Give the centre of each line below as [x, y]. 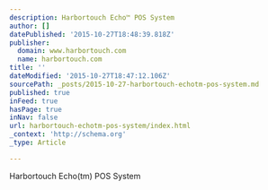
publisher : [30, 43]
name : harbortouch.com [60, 59]
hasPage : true [36, 109]
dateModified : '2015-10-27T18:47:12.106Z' [90, 76]
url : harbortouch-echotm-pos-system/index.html [100, 126]
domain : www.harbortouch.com [72, 51]
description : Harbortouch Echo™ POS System [92, 17]
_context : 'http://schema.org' [68, 134]
